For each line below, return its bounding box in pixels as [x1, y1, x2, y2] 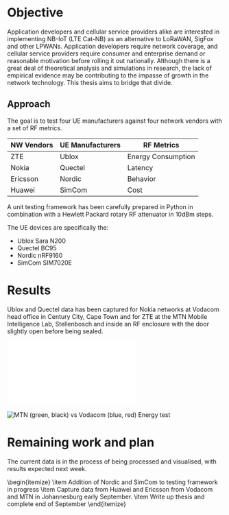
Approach [7, 98, 51, 110]
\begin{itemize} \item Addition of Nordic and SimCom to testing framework [7, 478, 218, 486]
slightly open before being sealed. [7, 327, 104, 335]
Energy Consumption [127, 152, 195, 161]
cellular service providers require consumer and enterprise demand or [7, 49, 206, 58]
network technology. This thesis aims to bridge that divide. [7, 78, 173, 86]
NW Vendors [10, 140, 53, 149]
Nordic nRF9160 [16, 251, 63, 259]
